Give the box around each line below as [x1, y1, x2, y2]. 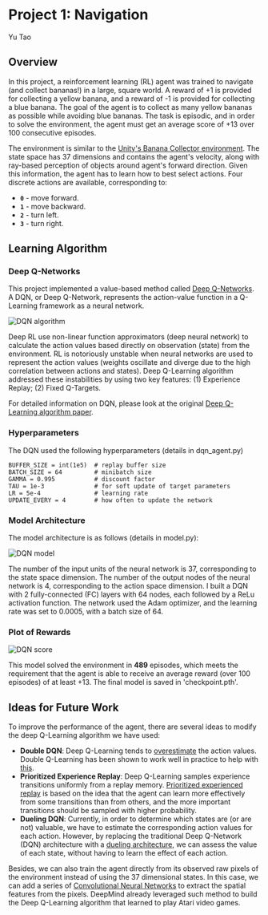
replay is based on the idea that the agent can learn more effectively [19, 788, 246, 799]
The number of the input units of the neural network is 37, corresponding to [8, 564, 257, 574]
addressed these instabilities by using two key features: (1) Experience [8, 375, 241, 384]
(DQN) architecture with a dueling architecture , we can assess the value [19, 840, 258, 849]
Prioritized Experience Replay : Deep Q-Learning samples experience [19, 771, 250, 781]
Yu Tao [8, 32, 32, 42]
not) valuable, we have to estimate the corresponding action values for [19, 823, 254, 832]
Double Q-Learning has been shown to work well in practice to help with [19, 755, 258, 764]
